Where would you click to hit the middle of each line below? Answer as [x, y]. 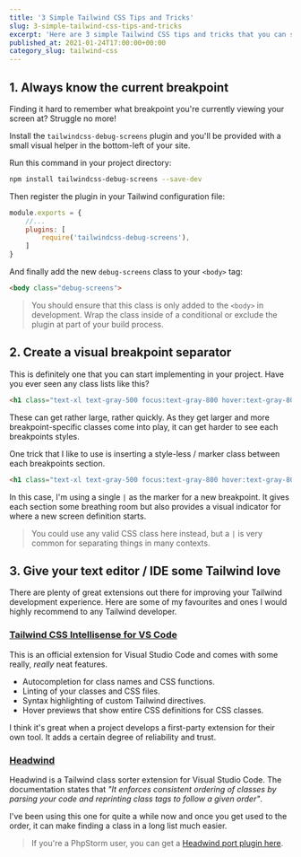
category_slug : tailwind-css [64, 51]
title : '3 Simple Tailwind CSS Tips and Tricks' [102, 17]
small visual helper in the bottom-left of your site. [100, 145]
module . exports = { [46, 213]
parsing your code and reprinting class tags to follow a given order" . [136, 799]
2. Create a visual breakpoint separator [120, 352]
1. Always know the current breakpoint [119, 87]
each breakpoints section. [57, 463]
